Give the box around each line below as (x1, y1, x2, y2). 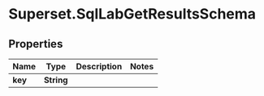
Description (76, 61, 123, 72)
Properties (8, 37, 63, 51)
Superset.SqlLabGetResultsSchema (8, 5, 257, 23)
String (43, 74, 68, 86)
